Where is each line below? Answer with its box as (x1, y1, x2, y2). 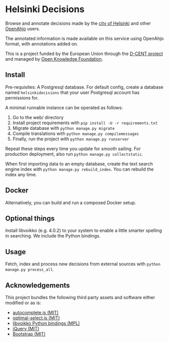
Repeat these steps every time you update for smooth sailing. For (5, 145, 141, 152)
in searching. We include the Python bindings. (5, 233, 101, 239)
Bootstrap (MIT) (12, 331, 46, 337)
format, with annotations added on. (5, 40, 78, 46)
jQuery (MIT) (12, 326, 39, 331)
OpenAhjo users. (5, 25, 40, 31)
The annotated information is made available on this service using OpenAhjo (5, 35, 164, 41)
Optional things (5, 214, 55, 223)
